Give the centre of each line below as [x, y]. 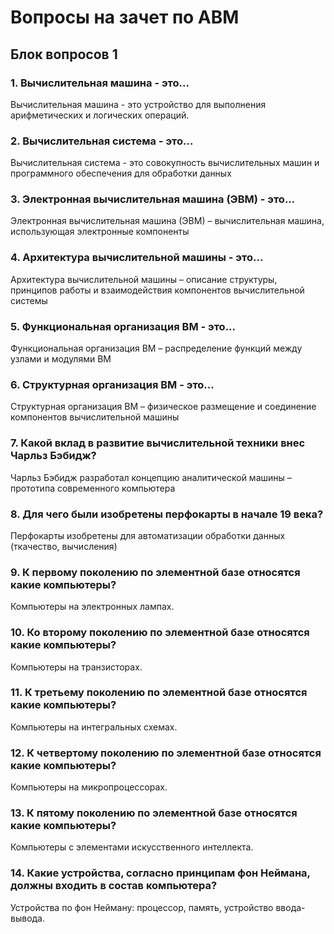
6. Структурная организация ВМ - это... [112, 384]
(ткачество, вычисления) [64, 546]
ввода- [290, 907]
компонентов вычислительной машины [95, 417]
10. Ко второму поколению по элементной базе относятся [160, 633]
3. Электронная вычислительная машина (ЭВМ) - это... [153, 199]
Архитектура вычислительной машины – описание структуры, [144, 279]
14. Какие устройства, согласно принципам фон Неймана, [160, 873]
